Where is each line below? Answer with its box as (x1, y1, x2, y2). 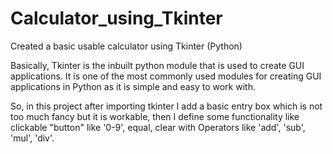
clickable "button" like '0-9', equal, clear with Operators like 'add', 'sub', (10, 121, 306, 133)
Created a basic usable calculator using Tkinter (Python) (10, 40, 243, 52)
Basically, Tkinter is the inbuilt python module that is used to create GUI (10, 59, 305, 71)
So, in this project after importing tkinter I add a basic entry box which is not (10, 100, 323, 112)
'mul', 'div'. (10, 132, 55, 144)
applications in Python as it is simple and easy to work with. (10, 80, 256, 92)
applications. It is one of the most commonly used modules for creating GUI (10, 70, 322, 82)
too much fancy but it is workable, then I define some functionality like (10, 110, 300, 122)
